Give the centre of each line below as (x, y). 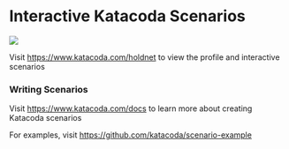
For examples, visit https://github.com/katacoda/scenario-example (130, 135)
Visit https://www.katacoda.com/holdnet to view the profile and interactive (144, 57)
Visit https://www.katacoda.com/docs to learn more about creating (131, 108)
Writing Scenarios (49, 89)
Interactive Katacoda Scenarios (127, 16)
